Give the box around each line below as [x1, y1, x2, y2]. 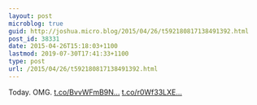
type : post [8, 58, 46, 66]
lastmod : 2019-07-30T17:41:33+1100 [8, 50, 129, 58]
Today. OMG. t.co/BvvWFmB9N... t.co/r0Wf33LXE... [8, 87, 183, 97]
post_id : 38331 [8, 34, 60, 43]
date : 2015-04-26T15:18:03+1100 [8, 42, 118, 50]
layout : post [8, 11, 53, 20]
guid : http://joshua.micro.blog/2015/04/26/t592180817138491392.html [8, 27, 250, 35]
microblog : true [8, 20, 63, 28]
